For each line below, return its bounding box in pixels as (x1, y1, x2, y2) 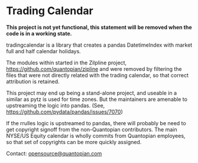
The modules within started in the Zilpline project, (6, 59, 127, 66)
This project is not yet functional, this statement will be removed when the (6, 24, 192, 31)
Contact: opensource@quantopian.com (6, 149, 102, 157)
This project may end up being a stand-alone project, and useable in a (6, 89, 177, 96)
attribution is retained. (6, 78, 60, 85)
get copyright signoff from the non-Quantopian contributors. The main (6, 126, 177, 133)
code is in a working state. (6, 30, 72, 37)
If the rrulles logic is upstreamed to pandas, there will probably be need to (6, 119, 186, 126)
